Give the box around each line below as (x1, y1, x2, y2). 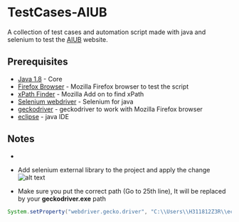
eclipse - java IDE (17, 112, 70, 121)
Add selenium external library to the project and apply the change (17, 165, 211, 174)
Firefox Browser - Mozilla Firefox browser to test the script (17, 82, 189, 91)
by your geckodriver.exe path (17, 194, 107, 203)
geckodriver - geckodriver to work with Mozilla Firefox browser (17, 104, 203, 113)
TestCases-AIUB (7, 4, 108, 21)
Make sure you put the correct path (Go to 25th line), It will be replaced (17, 187, 226, 195)
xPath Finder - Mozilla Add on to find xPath (17, 89, 144, 98)
